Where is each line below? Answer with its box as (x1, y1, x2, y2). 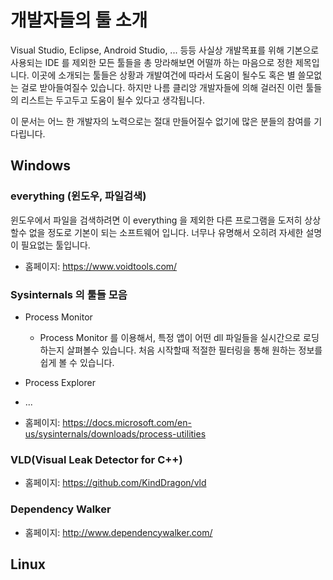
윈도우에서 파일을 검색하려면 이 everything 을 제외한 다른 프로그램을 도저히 (10, 214, 303, 226)
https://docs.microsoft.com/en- (62, 416, 192, 428)
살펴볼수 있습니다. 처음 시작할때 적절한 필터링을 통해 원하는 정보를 (66, 344, 323, 356)
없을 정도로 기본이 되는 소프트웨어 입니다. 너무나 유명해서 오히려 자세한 (28, 226, 304, 238)
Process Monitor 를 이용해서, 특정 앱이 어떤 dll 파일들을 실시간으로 (39, 331, 302, 343)
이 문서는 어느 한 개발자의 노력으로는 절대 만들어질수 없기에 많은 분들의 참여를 (10, 115, 312, 127)
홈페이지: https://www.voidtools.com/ (24, 260, 178, 272)
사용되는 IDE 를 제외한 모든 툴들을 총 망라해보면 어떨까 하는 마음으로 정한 (10, 56, 293, 68)
